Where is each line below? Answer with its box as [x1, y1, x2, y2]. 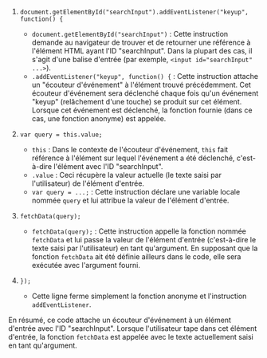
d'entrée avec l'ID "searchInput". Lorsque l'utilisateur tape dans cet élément [8, 324, 257, 333]
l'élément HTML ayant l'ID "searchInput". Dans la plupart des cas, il [31, 46, 253, 55]
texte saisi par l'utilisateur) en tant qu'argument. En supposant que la [31, 243, 258, 253]
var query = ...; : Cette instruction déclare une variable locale [31, 187, 241, 196]
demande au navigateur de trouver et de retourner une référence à [31, 37, 251, 47]
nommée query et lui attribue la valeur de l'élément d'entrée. [31, 195, 230, 205]
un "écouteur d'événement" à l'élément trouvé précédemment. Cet [31, 80, 251, 89]
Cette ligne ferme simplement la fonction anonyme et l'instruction [31, 291, 247, 301]
